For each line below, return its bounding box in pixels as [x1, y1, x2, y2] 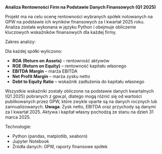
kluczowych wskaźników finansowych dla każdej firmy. [5, 29, 117, 35]
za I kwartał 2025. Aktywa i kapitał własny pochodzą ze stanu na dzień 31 [5, 109, 154, 115]
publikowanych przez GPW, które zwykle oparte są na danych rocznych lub [5, 99, 158, 104]
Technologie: [5, 124, 32, 129]
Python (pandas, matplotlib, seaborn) [12, 133, 88, 139]
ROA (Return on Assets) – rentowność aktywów [12, 58, 109, 63]
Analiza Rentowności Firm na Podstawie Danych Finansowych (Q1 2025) [5, 4, 156, 10]
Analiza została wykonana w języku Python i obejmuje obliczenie [5, 24, 136, 30]
